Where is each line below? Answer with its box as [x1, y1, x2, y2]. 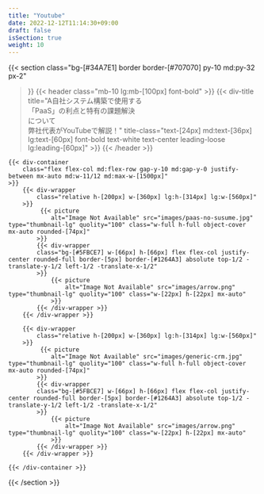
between [8, 172, 34, 181]
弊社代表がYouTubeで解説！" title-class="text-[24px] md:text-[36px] [27, 126, 252, 136]
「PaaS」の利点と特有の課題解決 [27, 106, 136, 116]
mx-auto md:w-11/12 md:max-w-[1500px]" [36, 172, 169, 181]
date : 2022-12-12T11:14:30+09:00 [8, 19, 119, 27]
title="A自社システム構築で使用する [27, 96, 143, 105]
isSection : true [8, 33, 62, 42]
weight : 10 [8, 41, 44, 49]
